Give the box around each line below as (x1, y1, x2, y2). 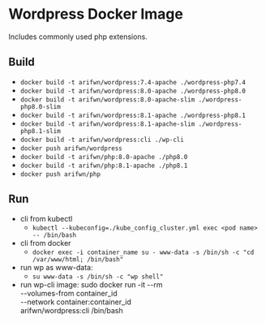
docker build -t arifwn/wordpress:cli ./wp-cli (19, 136, 184, 144)
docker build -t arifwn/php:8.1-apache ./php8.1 (19, 161, 188, 170)
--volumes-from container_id (19, 288, 118, 298)
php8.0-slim (19, 102, 61, 110)
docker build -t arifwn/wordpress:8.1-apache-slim (19, 119, 195, 128)
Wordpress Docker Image (8, 5, 184, 24)
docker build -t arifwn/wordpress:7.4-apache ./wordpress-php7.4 (19, 78, 246, 86)
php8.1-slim (19, 127, 61, 135)
